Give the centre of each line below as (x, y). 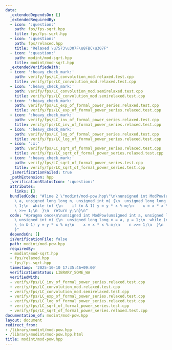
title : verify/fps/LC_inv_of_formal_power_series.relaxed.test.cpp (88, 124)
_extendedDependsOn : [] (35, 15)
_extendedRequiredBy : (33, 20)
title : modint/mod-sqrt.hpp (44, 63)
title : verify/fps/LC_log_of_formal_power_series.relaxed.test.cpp (88, 139)
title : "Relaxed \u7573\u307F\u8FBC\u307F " (62, 48)
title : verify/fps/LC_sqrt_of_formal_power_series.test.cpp (80, 167)
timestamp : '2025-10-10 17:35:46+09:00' (53, 268)
